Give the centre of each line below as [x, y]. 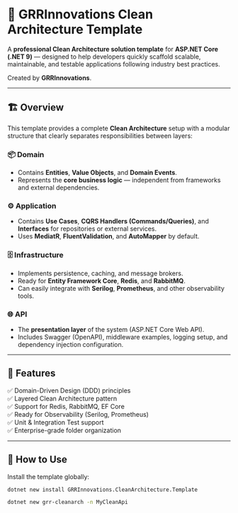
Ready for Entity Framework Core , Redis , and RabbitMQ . [101, 281]
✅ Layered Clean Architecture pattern [62, 398]
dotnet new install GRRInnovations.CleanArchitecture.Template [103, 490]
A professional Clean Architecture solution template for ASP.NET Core [113, 49]
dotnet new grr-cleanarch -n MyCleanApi [68, 502]
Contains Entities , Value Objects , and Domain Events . [97, 173]
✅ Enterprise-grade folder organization [64, 430]
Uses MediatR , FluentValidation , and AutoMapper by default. [108, 236]
